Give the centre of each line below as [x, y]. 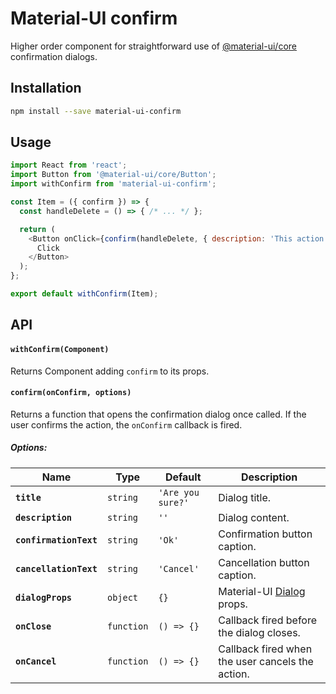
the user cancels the [266, 661]
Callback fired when [265, 649]
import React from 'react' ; [69, 165]
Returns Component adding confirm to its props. [110, 371]
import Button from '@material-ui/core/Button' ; [113, 175]
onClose [33, 626]
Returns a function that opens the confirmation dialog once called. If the [158, 414]
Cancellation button [264, 562]
